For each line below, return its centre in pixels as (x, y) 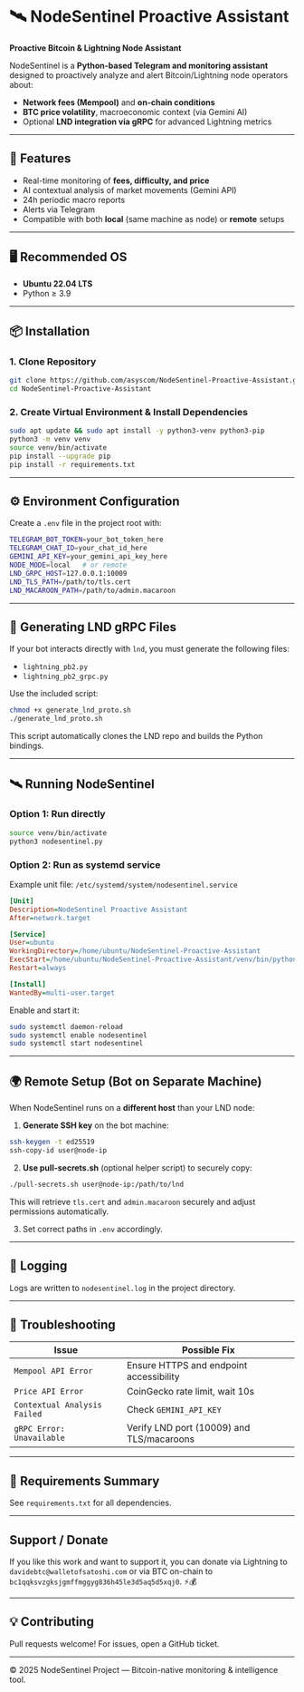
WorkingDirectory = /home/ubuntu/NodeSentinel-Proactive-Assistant (135, 951)
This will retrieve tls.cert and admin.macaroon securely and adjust (133, 1201)
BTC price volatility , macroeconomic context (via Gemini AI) (135, 112)
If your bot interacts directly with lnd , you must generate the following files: (149, 649)
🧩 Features (40, 159)
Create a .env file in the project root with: (86, 523)
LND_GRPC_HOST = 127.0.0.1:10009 (68, 573)
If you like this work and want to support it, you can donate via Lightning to (148, 1561)
